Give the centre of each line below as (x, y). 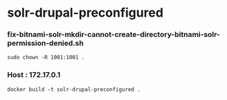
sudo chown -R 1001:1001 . (46, 58)
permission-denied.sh (46, 43)
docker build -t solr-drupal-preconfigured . (74, 89)
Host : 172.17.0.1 (34, 75)
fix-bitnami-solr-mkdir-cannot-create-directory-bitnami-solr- (113, 35)
